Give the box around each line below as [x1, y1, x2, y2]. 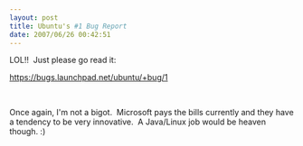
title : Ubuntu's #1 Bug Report [9, 22, 128, 31]
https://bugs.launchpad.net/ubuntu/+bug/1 [9, 72, 168, 83]
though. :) [9, 126, 46, 137]
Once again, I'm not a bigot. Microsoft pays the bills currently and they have [9, 107, 294, 118]
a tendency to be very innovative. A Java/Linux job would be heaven [9, 116, 267, 127]
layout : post [9, 13, 59, 23]
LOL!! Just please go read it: [9, 55, 117, 66]
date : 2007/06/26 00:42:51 [9, 30, 111, 39]
